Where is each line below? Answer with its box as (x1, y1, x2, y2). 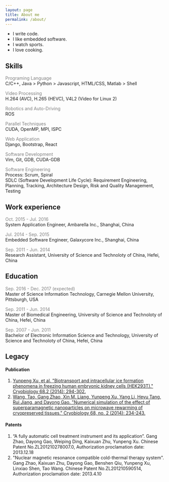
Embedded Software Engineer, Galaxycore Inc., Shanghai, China (5, 237, 139, 243)
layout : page (5, 7, 33, 13)
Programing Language (5, 75, 52, 81)
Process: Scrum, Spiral (5, 172, 53, 178)
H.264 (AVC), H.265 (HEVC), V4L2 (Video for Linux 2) (5, 96, 117, 102)
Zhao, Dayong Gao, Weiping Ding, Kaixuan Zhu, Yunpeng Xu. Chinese (12, 438, 158, 444)
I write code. (12, 31, 39, 37)
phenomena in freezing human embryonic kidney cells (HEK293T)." (12, 383, 153, 389)
